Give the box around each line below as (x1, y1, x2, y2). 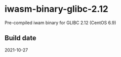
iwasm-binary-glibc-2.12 (4, 3, 109, 15)
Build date (4, 34, 37, 42)
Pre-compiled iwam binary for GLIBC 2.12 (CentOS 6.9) (4, 20, 117, 26)
